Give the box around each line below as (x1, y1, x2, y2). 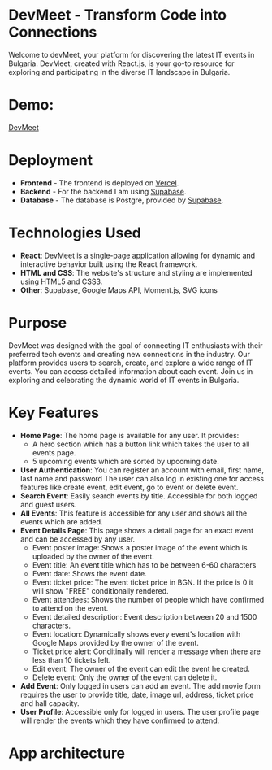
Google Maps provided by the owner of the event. (32, 637, 199, 647)
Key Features (8, 403, 100, 422)
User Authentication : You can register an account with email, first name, (19, 465, 265, 475)
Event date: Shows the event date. (32, 568, 148, 578)
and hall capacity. (19, 698, 80, 708)
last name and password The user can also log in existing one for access (19, 473, 265, 483)
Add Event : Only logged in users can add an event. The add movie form (19, 681, 261, 690)
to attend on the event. (32, 603, 109, 613)
